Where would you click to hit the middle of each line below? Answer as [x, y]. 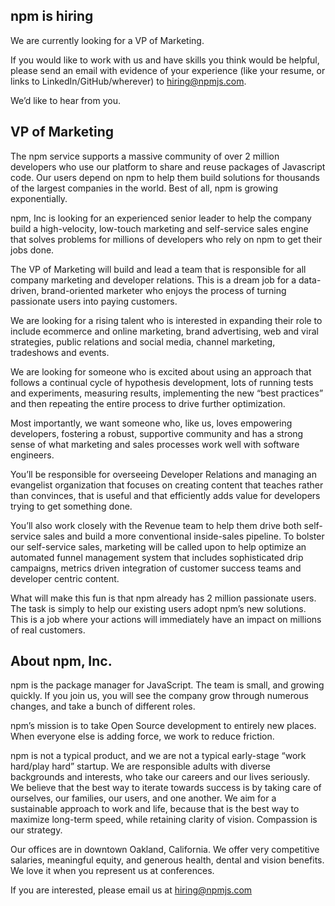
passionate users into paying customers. [94, 301]
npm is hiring [52, 16]
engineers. [32, 455]
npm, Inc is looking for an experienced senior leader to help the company [161, 218]
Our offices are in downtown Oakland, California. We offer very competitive [165, 850]
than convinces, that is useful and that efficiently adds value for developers [165, 495]
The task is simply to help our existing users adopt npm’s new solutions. [158, 608]
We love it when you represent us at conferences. [112, 871]
